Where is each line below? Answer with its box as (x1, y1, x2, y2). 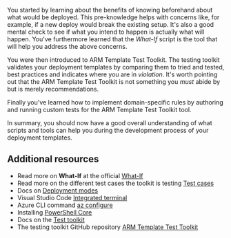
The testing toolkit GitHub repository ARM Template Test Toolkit (17, 223, 199, 231)
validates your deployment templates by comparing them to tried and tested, (7, 63, 225, 71)
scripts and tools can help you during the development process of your (7, 127, 209, 134)
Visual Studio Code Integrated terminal (17, 193, 128, 202)
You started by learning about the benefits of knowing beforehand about (7, 6, 213, 14)
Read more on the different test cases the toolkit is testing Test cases (17, 179, 214, 187)
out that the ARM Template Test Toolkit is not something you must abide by (7, 78, 221, 85)
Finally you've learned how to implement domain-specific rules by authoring (7, 98, 223, 106)
